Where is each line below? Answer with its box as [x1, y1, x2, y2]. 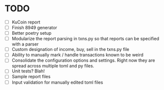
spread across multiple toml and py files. [11, 63, 95, 69]
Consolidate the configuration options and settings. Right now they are [11, 57, 156, 64]
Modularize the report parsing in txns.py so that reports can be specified [11, 36, 160, 42]
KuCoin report [11, 19, 40, 25]
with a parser [11, 41, 39, 47]
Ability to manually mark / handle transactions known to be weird [11, 52, 144, 58]
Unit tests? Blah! [11, 68, 45, 74]
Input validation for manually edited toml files [11, 79, 103, 85]
